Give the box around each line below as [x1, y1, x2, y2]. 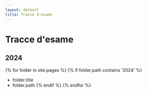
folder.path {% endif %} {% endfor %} [12, 82, 91, 88]
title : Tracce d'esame [5, 12, 52, 17]
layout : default [5, 7, 39, 13]
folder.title [12, 76, 33, 83]
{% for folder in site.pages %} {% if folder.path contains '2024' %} [5, 67, 142, 73]
